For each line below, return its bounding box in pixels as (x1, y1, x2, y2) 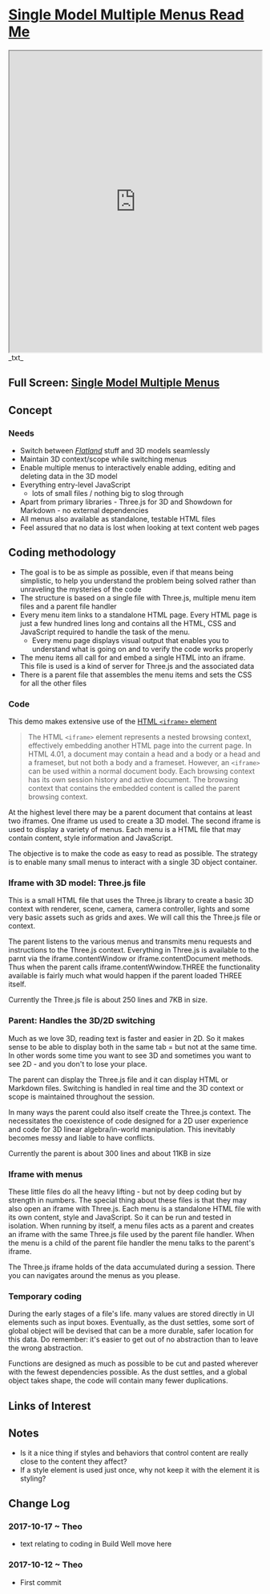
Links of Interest (8, 1399, 91, 1412)
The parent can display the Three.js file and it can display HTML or (8, 1075, 228, 1084)
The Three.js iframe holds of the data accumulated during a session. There (8, 1262, 256, 1272)
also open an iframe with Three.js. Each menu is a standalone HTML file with (8, 1204, 261, 1214)
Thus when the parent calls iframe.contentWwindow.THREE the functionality (8, 962, 260, 972)
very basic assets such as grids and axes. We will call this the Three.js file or (8, 912, 261, 922)
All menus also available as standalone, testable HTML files (19, 514, 216, 524)
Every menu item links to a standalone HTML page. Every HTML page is (19, 609, 258, 620)
